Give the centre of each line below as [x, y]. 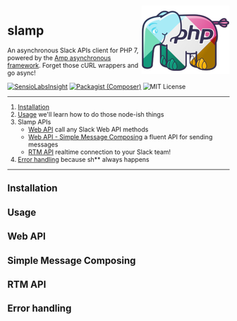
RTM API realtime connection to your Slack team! [99, 152]
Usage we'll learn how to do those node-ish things [91, 114]
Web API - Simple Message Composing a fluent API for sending [120, 136]
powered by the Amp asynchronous [59, 57]
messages [43, 144]
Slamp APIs [34, 122]
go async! [22, 73]
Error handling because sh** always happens [83, 159]
